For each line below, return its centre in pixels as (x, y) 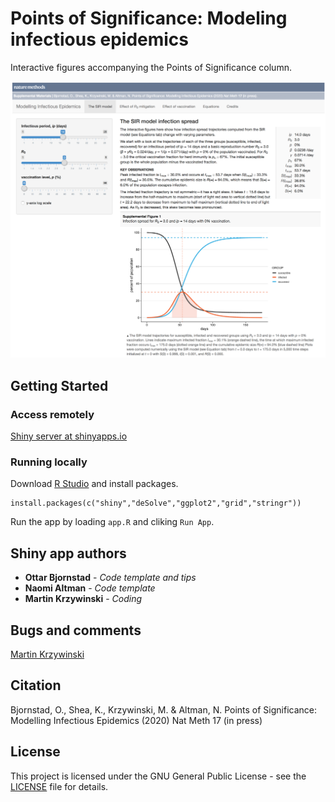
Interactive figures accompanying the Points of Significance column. (151, 67)
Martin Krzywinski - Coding (83, 599)
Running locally (49, 462)
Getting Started (59, 385)
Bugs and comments (76, 630)
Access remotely (52, 414)
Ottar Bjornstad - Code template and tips (110, 578)
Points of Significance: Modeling (149, 18)
